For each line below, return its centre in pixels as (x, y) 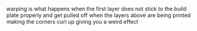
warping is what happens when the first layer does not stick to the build (96, 9)
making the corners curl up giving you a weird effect (72, 22)
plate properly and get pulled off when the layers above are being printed (98, 15)
